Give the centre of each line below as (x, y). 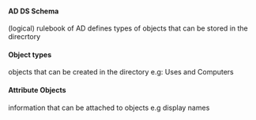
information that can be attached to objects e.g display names (109, 107)
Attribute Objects (37, 90)
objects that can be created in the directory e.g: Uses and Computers (121, 72)
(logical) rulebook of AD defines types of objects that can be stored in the (128, 28)
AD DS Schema (34, 11)
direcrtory (24, 37)
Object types (30, 54)
